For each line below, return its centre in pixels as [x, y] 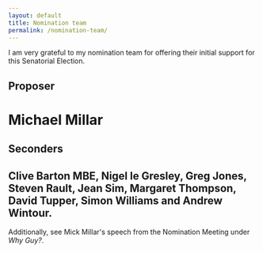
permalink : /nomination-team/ [58, 30]
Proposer [32, 86]
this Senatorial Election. [47, 61]
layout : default [35, 15]
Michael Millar [56, 120]
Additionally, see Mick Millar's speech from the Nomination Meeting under [129, 232]
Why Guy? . [26, 240]
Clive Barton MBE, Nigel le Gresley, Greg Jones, [128, 176]
